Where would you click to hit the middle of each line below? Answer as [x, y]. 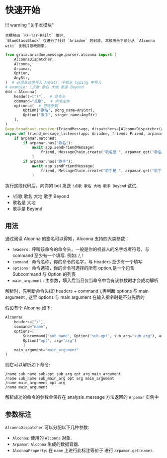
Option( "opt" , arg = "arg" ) [50, 341]
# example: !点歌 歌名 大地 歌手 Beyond [44, 87]
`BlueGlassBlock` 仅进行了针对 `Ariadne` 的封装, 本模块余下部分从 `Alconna [80, 40]
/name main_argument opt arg [35, 383]
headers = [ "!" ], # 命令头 [40, 96]
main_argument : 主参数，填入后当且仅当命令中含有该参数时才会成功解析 [85, 280]
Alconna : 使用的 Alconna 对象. [42, 438]
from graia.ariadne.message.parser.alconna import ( [61, 55]
